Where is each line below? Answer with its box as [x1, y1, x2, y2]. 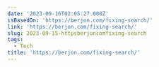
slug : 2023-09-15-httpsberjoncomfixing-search [7, 29, 147, 37]
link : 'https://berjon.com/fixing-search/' [7, 23, 138, 30]
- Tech [13, 43, 33, 50]
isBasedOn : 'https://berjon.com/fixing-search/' [7, 17, 153, 24]
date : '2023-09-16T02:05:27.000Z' [7, 10, 110, 17]
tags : [7, 36, 23, 43]
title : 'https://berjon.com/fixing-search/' [7, 50, 141, 57]
